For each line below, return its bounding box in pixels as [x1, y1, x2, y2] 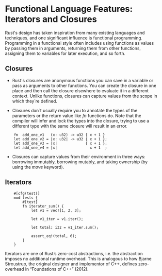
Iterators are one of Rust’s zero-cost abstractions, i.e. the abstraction [5, 250, 143, 256]
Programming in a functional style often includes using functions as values [5, 40, 154, 46]
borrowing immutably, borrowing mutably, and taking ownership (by [12, 159, 148, 165]
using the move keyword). [12, 164, 65, 170]
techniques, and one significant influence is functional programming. [5, 35, 143, 41]
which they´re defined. [12, 98, 57, 104]
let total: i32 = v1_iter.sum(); [31, 225, 98, 230]
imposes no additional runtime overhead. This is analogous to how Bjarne [5, 256, 152, 261]
